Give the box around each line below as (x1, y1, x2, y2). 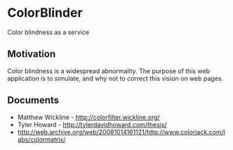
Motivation (7, 48, 56, 60)
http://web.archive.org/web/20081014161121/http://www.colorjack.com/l (17, 128, 226, 136)
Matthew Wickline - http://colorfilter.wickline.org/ (17, 113, 160, 121)
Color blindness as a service (7, 28, 90, 36)
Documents (7, 94, 60, 106)
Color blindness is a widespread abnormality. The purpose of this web (7, 66, 211, 75)
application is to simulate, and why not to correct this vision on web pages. (7, 74, 223, 82)
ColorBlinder (7, 5, 83, 21)
